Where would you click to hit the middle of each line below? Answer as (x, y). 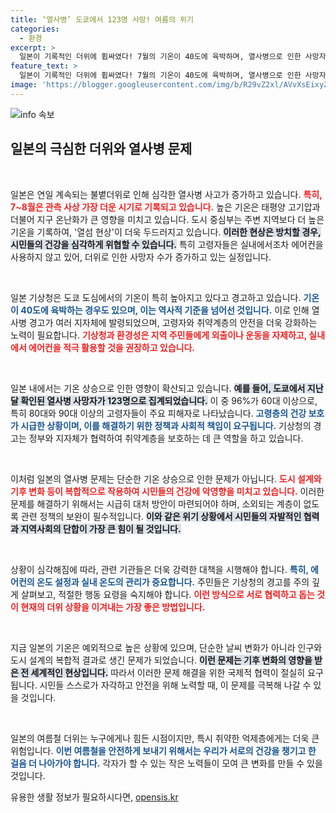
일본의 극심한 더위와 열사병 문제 (101, 149)
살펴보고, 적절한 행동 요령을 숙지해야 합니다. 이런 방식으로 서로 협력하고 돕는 (167, 594)
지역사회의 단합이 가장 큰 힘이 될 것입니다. (101, 528)
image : (24, 85)
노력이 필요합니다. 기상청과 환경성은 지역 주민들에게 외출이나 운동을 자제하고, (158, 335)
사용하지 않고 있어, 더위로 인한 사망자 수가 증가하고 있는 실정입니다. (141, 257)
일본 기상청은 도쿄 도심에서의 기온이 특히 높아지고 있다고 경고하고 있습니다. (156, 297)
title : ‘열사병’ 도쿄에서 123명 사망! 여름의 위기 (102, 19)
